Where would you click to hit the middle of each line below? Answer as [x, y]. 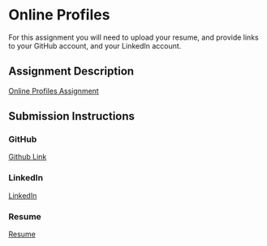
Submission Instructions [72, 116]
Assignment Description [71, 72]
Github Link [28, 157]
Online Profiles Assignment [54, 91]
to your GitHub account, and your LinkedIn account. [95, 45]
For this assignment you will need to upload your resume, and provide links [133, 37]
